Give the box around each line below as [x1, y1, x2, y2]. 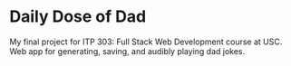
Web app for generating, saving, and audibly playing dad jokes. [9, 45, 246, 56]
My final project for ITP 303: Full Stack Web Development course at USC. [9, 36, 283, 47]
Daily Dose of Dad [9, 6, 147, 27]
